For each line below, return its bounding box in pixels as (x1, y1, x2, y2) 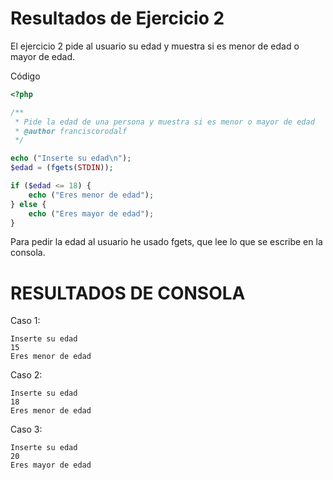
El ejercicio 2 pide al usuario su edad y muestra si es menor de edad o (10, 40, 300, 52)
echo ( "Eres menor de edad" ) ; (28, 190, 155, 200)
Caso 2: (10, 369, 43, 381)
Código (10, 70, 41, 82)
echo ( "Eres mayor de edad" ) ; (28, 208, 155, 219)
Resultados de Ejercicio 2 (10, 7, 225, 30)
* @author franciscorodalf (14, 126, 128, 136)
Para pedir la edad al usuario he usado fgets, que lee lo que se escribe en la (10, 236, 323, 248)
